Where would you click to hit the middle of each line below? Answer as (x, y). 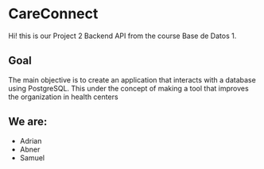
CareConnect (53, 14)
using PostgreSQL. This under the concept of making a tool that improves (128, 88)
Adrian (31, 140)
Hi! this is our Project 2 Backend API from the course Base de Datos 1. (122, 36)
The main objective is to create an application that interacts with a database (132, 79)
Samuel (32, 157)
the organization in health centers (63, 97)
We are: (28, 122)
